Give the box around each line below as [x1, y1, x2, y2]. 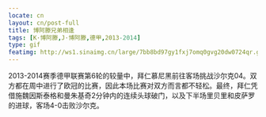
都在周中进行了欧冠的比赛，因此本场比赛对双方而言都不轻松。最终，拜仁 [14, 81, 251, 90]
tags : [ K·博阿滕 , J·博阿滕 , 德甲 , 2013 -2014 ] [8, 33, 141, 42]
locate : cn [8, 11, 44, 20]
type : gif [8, 41, 41, 49]
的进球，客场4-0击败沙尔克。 [8, 100, 104, 110]
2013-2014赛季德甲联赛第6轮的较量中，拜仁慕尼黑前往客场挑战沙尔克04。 [8, 71, 251, 80]
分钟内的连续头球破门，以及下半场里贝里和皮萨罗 [95, 91, 256, 100]
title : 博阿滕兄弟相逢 [8, 26, 75, 34]
